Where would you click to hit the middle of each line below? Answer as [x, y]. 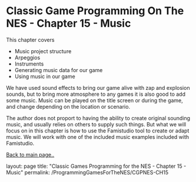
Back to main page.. [30, 154]
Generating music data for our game [59, 70]
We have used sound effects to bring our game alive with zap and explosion [98, 87]
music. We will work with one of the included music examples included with [98, 136]
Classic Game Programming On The [95, 11]
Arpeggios [27, 57]
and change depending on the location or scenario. [68, 106]
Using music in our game [45, 76]
